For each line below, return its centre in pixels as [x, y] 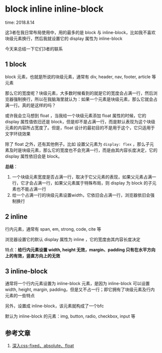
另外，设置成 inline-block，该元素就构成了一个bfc [54, 306]
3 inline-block [26, 271]
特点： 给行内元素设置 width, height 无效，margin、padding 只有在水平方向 [80, 250]
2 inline [16, 217]
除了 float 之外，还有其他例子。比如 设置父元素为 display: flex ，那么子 [77, 144]
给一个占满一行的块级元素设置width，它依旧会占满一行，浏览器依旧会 [81, 195]
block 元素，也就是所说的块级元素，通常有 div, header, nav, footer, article [78, 77]
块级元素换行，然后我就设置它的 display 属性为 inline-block [64, 38]
